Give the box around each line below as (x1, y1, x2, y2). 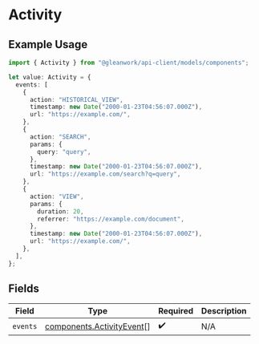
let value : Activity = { (8, 73, 91, 81)
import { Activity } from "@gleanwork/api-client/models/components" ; (8, 59, 249, 67)
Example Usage (8, 38, 88, 51)
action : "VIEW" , (29, 192, 84, 200)
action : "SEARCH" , (29, 132, 91, 141)
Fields (8, 282, 40, 296)
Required (157, 306, 194, 317)
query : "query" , (37, 148, 91, 156)
